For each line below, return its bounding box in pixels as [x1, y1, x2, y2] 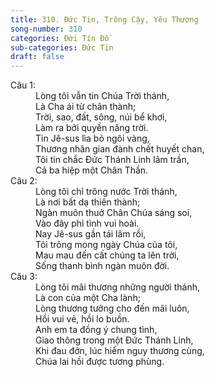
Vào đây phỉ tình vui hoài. [35, 217, 140, 230]
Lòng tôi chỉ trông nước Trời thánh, [35, 186, 178, 198]
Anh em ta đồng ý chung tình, [35, 324, 158, 336]
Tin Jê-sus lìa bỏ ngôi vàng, [35, 132, 150, 145]
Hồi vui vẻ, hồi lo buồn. [35, 313, 130, 325]
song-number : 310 [10, 24, 83, 34]
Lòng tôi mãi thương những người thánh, [35, 281, 200, 293]
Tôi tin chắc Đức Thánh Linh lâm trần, [35, 154, 190, 166]
